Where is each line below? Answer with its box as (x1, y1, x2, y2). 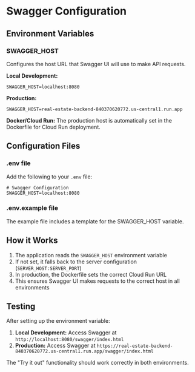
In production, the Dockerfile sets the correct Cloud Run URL (15, 271, 167, 278)
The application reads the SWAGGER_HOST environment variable (15, 251, 168, 259)
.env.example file (6, 204, 59, 212)
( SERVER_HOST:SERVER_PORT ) (15, 264, 82, 271)
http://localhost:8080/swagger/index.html (15, 337, 124, 343)
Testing (6, 302, 36, 312)
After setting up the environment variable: (6, 317, 110, 325)
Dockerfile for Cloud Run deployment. (6, 123, 101, 130)
